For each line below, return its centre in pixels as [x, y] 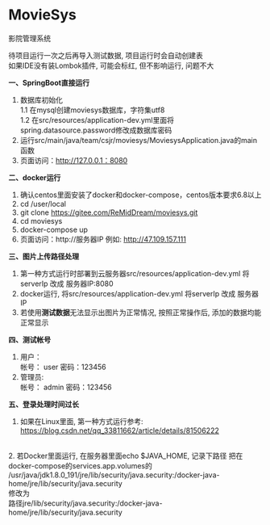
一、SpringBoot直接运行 [49, 82]
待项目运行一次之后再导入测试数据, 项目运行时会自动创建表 [106, 55]
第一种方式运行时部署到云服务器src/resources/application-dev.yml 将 [135, 273]
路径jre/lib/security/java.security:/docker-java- [85, 503]
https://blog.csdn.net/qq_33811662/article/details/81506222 [119, 430]
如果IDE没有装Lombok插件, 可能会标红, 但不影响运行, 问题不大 [111, 65]
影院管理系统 [29, 38]
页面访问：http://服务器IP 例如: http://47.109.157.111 [103, 239]
